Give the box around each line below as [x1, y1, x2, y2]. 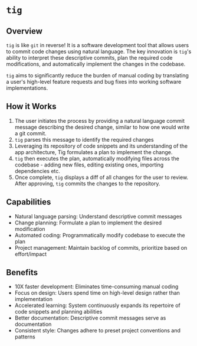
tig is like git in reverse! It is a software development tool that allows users [6, 42, 189, 48]
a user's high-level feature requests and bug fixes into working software [6, 79, 182, 85]
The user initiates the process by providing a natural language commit [14, 117, 185, 124]
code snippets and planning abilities [14, 308, 103, 315]
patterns [14, 333, 35, 341]
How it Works [6, 102, 57, 112]
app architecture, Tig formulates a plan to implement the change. [14, 148, 173, 155]
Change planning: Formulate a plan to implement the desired [14, 219, 162, 226]
